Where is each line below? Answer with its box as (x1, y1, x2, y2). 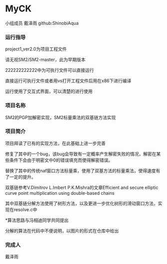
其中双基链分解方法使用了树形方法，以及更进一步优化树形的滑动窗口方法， (5, 200, 158, 206)
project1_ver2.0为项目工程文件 (5, 46, 67, 52)
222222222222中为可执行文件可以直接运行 (5, 67, 94, 73)
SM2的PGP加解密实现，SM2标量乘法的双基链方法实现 (5, 114, 116, 120)
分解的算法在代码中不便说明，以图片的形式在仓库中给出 (5, 228, 119, 234)
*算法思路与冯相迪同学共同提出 (5, 217, 69, 223)
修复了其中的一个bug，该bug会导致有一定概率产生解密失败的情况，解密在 (5, 150, 157, 157)
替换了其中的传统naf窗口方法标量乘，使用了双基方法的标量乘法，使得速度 (5, 167, 156, 173)
